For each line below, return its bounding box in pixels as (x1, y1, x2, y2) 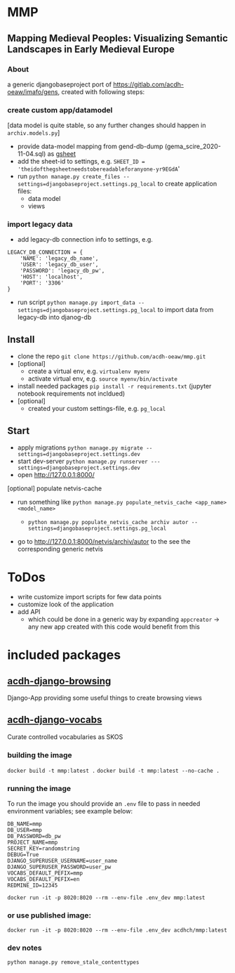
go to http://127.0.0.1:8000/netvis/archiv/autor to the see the (17, 537, 191, 546)
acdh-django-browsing (7, 675, 112, 687)
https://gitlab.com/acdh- (113, 80, 184, 89)
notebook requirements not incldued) (17, 389, 126, 398)
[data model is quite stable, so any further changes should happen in (7, 121, 206, 130)
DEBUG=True (7, 851, 39, 858)
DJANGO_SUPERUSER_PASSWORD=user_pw (7, 863, 112, 871)
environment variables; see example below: (7, 807, 133, 816)
